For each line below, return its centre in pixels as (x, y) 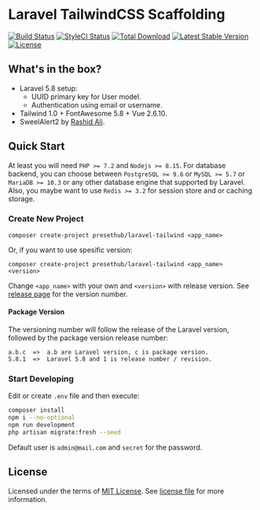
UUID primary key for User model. (86, 97)
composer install (37, 410)
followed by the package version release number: (88, 338)
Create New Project (46, 219)
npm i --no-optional (42, 418)
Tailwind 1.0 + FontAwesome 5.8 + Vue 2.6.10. (93, 113)
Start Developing (41, 379)
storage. (22, 199)
